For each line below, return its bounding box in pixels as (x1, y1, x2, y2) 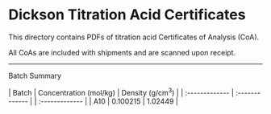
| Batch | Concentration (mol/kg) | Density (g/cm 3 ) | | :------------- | (8, 86, 234, 97)
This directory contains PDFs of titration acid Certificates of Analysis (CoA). (8, 32, 260, 42)
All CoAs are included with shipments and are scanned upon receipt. (8, 47, 236, 57)
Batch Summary (8, 71, 62, 80)
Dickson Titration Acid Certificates (8, 6, 246, 24)
